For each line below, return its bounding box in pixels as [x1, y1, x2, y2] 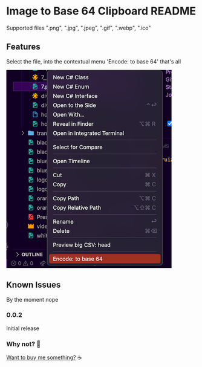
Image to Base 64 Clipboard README [6, 4, 197, 18]
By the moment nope [6, 296, 59, 303]
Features [6, 42, 41, 52]
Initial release [6, 325, 39, 332]
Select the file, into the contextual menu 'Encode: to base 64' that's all [6, 57, 181, 65]
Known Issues [6, 280, 61, 290]
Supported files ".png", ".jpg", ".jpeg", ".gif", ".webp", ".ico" [6, 24, 151, 31]
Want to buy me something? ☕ [6, 354, 82, 361]
